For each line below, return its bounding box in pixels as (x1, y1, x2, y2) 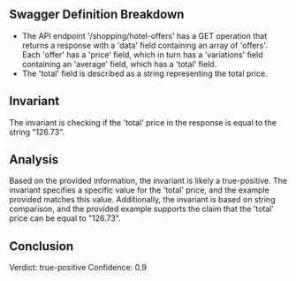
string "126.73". (9, 126, 65, 137)
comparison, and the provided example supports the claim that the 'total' (9, 203, 275, 215)
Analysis (9, 152, 59, 167)
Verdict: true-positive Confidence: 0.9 (9, 262, 148, 273)
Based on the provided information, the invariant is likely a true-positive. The (9, 176, 288, 186)
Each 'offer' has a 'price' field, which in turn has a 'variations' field (21, 49, 263, 60)
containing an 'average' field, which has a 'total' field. (21, 58, 217, 69)
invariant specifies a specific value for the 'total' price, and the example (9, 185, 269, 195)
